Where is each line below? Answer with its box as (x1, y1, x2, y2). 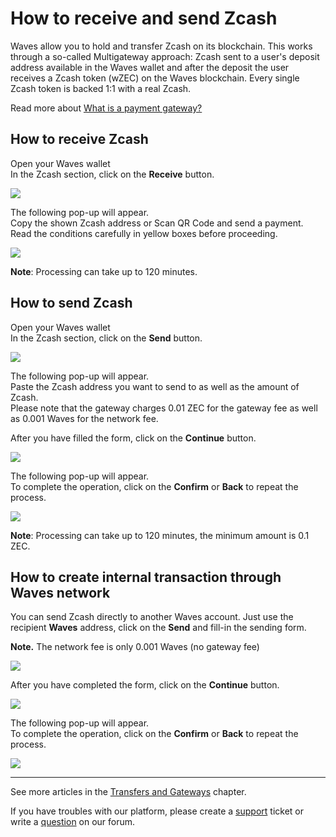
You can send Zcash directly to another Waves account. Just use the (10, 611, 294, 623)
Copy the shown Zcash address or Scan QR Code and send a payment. (10, 217, 304, 229)
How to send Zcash (10, 295, 133, 312)
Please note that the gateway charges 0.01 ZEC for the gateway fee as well (10, 402, 318, 414)
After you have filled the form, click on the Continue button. (10, 432, 257, 444)
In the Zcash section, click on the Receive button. (10, 168, 215, 180)
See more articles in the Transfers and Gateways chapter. (10, 786, 247, 798)
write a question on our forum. (10, 816, 136, 828)
